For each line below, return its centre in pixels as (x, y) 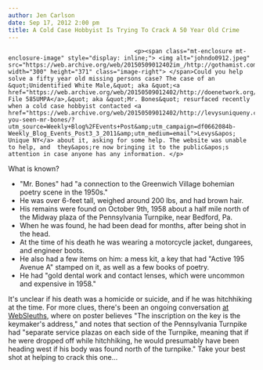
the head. (35, 234)
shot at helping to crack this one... (63, 357)
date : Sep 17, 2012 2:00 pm (54, 23)
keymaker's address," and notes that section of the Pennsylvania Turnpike (128, 324)
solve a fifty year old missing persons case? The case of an (112, 79)
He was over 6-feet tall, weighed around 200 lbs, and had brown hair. (131, 201)
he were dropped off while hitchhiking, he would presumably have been (124, 341)
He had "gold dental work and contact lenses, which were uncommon (132, 276)
